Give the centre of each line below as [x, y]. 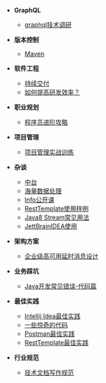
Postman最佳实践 [49, 334]
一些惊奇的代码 [46, 325]
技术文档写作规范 [49, 372]
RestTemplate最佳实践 [57, 342]
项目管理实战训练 [49, 152]
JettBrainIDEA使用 [51, 226]
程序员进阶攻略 [46, 122]
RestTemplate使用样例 [57, 208]
